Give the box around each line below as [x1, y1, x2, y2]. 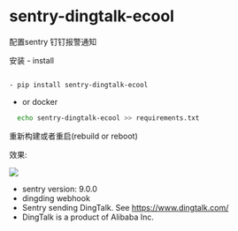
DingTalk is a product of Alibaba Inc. [21, 212, 155, 222]
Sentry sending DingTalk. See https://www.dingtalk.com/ [21, 202, 229, 212]
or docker [21, 96, 58, 107]
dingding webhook [21, 192, 91, 204]
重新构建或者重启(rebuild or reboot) [9, 130, 139, 141]
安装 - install [9, 55, 55, 65]
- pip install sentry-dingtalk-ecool [9, 80, 149, 89]
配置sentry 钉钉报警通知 [9, 36, 97, 47]
